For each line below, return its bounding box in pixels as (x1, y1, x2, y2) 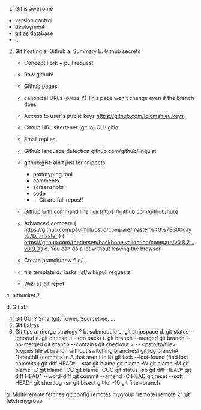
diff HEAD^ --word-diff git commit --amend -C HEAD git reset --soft (14, 373, 183, 380)
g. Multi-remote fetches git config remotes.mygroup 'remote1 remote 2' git (6, 391, 190, 398)
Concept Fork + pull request (23, 60, 94, 66)
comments (32, 177, 59, 184)
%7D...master (23, 232, 58, 240)
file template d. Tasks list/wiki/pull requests (23, 269, 131, 276)
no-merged (14, 341, 43, 348)
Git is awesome (14, 5, 53, 12)
